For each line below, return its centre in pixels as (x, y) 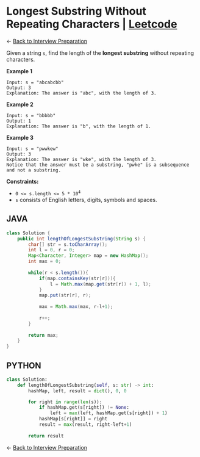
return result (46, 436)
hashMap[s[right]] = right (73, 419)
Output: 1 (19, 121)
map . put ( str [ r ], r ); (65, 295)
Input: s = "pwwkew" (33, 149)
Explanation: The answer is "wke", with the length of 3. (81, 159)
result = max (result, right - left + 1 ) (85, 425)
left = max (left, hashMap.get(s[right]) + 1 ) (109, 413)
